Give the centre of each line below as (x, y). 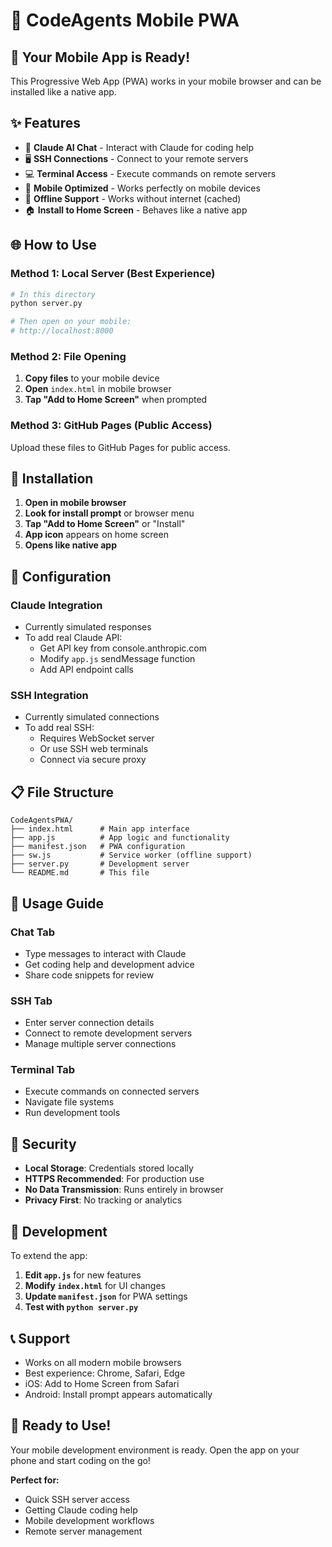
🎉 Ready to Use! (61, 1425)
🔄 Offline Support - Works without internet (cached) (133, 198)
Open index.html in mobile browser (98, 389)
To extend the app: (49, 1256)
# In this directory (53, 294)
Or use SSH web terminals (94, 749)
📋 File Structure (62, 792)
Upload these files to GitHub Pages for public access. (120, 447)
